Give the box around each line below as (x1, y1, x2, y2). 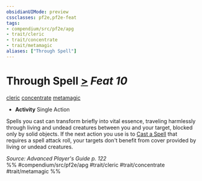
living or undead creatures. (6, 143, 74, 150)
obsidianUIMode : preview (6, 8, 69, 15)
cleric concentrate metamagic (6, 94, 81, 101)
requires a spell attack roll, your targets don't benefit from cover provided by (6, 136, 197, 144)
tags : (6, 20, 20, 26)
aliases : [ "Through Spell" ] (6, 48, 77, 54)
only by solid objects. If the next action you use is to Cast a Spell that (6, 130, 178, 138)
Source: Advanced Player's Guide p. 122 (6, 154, 107, 162)
